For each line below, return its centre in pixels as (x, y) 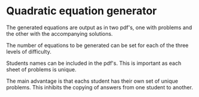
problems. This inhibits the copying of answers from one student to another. (99, 87)
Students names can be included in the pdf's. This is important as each (94, 63)
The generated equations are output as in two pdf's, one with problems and (99, 27)
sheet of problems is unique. (41, 69)
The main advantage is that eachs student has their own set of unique (92, 81)
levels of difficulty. (29, 51)
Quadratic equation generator (82, 11)
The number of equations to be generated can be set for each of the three (97, 45)
